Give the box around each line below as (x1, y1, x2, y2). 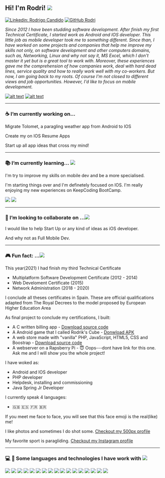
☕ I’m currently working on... (5, 110, 76, 117)
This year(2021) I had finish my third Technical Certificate (5, 265, 121, 271)
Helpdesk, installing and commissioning (12, 380, 93, 385)
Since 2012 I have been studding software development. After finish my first (5, 27, 159, 32)
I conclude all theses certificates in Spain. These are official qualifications (5, 294, 154, 300)
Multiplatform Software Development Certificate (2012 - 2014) (12, 275, 138, 280)
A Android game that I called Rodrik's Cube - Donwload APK (12, 329, 135, 335)
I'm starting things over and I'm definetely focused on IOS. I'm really (5, 182, 143, 188)
